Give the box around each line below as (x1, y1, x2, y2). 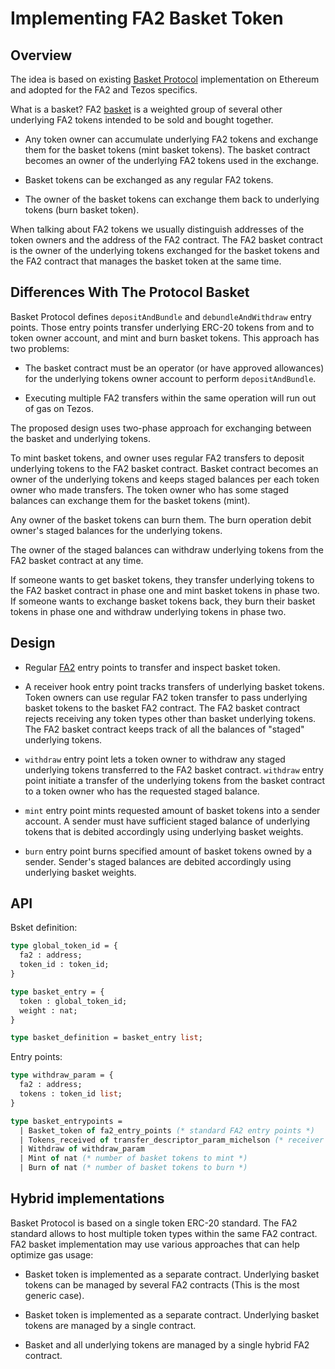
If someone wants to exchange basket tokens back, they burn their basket (10, 595, 316, 607)
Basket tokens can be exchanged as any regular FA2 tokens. (24, 174, 274, 186)
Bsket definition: (10, 922, 78, 934)
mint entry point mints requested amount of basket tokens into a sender (24, 804, 321, 816)
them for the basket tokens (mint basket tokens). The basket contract (24, 144, 311, 156)
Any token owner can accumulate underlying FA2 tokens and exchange (24, 133, 319, 145)
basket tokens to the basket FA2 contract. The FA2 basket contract (24, 702, 301, 714)
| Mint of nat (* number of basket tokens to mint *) (19, 1153, 248, 1164)
